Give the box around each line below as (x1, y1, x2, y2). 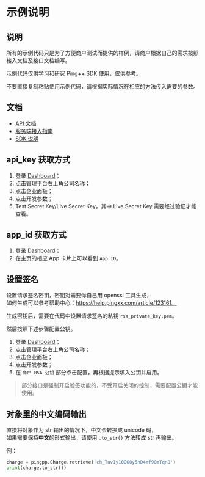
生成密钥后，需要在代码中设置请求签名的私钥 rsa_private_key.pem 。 (6, 312, 178, 319)
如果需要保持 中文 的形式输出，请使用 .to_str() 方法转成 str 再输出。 (6, 434, 178, 442)
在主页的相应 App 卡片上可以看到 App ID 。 (15, 255, 122, 262)
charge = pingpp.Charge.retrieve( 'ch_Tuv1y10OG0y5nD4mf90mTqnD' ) (6, 459, 176, 465)
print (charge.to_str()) (6, 465, 67, 471)
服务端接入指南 (15, 127, 53, 134)
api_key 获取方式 (6, 155, 71, 165)
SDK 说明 (15, 135, 39, 142)
